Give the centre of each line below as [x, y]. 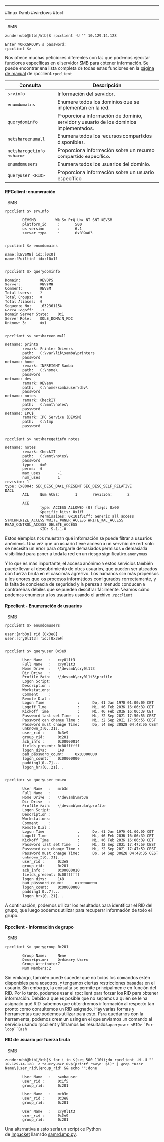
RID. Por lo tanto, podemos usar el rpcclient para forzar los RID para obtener [82, 993]
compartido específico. [84, 156]
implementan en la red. [83, 108]
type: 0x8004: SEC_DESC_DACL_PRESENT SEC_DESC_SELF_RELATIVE [69, 486]
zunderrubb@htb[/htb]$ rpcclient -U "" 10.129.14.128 [61, 36]
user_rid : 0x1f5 [46, 1081]
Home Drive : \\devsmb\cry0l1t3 [59, 669]
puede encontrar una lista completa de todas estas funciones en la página [80, 68]
